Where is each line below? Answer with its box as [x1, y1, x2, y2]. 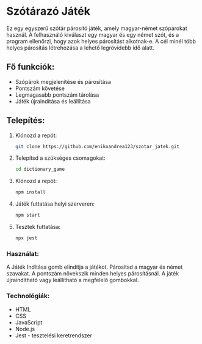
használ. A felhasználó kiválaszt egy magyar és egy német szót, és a [6, 31, 179, 38]
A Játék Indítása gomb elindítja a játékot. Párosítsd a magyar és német [6, 263, 183, 271]
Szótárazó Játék [6, 4, 90, 18]
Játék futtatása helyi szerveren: [15, 200, 95, 208]
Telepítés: [6, 115, 45, 126]
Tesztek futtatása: [15, 223, 61, 231]
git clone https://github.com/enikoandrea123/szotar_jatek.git [15, 143, 180, 149]
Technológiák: [6, 292, 50, 301]
